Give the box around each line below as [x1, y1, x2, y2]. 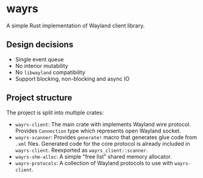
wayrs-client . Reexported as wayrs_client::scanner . [15, 146, 148, 154]
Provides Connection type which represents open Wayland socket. [15, 127, 182, 134]
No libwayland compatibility [15, 69, 85, 76]
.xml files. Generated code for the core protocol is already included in [15, 140, 190, 147]
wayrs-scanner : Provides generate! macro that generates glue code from [15, 133, 197, 141]
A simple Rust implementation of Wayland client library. [6, 22, 145, 29]
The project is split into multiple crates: [6, 109, 104, 116]
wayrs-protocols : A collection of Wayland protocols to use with [15, 159, 174, 166]
